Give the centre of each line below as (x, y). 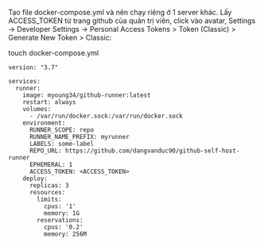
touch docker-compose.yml (54, 53)
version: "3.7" (33, 67)
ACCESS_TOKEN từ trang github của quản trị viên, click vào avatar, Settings (132, 21)
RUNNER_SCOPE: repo (61, 130)
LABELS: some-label (61, 144)
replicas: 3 (49, 186)
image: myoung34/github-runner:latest (87, 95)
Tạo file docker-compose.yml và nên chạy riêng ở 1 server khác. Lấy (120, 12)
